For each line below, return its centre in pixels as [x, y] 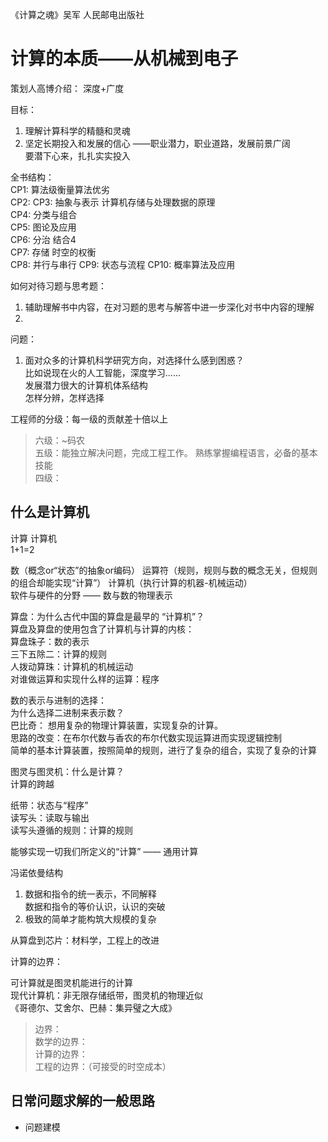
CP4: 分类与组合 [44, 214]
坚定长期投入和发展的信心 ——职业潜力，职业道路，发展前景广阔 [157, 143]
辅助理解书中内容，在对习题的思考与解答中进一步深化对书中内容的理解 [169, 307]
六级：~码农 [60, 440]
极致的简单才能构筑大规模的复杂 [90, 919]
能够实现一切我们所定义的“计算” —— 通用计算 [104, 851]
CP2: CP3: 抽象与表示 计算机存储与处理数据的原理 [113, 202]
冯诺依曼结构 [36, 872]
